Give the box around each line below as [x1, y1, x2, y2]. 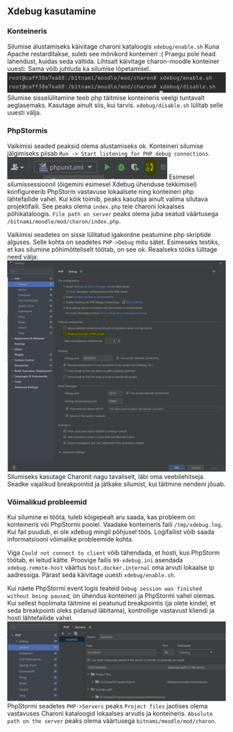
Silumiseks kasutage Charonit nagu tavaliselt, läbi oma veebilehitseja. [7, 472, 206, 480]
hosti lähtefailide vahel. [7, 614, 74, 622]
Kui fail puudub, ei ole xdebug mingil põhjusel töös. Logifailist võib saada [7, 528, 215, 536]
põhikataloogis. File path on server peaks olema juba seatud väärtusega [7, 209, 218, 218]
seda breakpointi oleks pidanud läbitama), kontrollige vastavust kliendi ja [7, 606, 215, 615]
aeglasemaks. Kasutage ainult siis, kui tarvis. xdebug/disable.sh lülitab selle [7, 101, 223, 110]
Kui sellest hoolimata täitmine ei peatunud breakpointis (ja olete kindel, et [7, 599, 216, 608]
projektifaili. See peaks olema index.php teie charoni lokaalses [7, 202, 185, 211]
